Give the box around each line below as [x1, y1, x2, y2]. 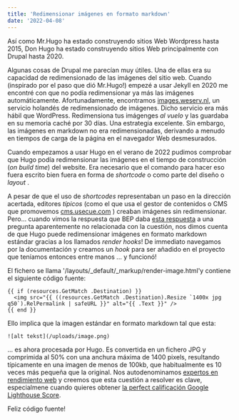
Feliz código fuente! [7, 404, 66, 413]
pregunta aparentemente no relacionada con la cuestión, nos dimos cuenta [7, 222, 228, 230]
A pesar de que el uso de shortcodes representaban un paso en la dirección [7, 192, 231, 200]
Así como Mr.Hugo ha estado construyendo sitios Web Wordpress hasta [7, 36, 220, 45]
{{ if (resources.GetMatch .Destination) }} [7, 287, 142, 294]
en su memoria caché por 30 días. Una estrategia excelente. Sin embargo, [7, 118, 226, 127]
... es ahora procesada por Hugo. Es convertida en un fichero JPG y [7, 345, 206, 354]
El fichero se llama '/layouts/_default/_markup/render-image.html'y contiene [7, 266, 231, 275]
